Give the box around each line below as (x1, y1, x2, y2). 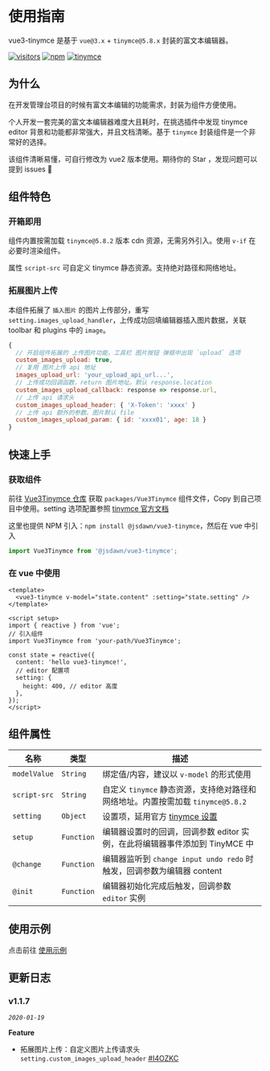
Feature (8, 1028, 35, 1038)
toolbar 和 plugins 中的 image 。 (8, 325, 110, 335)
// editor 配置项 (15, 667, 70, 675)
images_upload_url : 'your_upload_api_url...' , (15, 371, 174, 379)
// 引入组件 (8, 630, 44, 638)
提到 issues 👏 (8, 164, 53, 174)
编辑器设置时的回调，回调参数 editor (102, 826, 239, 837)
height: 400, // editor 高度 (22, 682, 118, 690)
